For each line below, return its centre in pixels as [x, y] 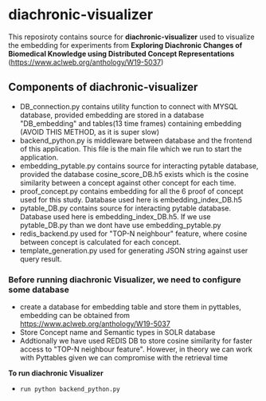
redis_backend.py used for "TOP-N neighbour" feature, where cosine [133, 234]
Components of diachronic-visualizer [103, 87]
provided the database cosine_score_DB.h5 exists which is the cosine [134, 174]
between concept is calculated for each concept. [100, 242]
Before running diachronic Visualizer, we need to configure [125, 279]
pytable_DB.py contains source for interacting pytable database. [125, 208]
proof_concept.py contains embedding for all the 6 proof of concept [131, 191]
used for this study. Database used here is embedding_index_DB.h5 [131, 199]
